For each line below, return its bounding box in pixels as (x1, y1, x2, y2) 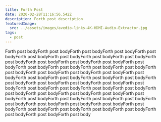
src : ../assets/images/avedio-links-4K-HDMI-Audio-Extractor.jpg (9, 26, 148, 31)
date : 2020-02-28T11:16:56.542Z (5, 12, 72, 17)
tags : (5, 30, 16, 35)
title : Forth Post (5, 7, 43, 12)
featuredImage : (5, 21, 37, 26)
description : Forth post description (5, 16, 83, 21)
